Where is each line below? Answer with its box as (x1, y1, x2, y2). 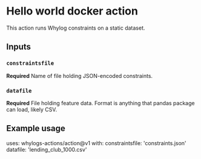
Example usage (6, 123, 65, 134)
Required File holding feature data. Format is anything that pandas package (6, 99, 195, 106)
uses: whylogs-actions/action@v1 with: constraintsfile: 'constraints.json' (6, 139, 186, 146)
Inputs (6, 42, 31, 52)
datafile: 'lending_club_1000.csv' (6, 146, 87, 153)
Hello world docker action (6, 4, 138, 18)
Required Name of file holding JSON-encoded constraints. (6, 72, 153, 79)
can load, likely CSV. (6, 106, 58, 113)
